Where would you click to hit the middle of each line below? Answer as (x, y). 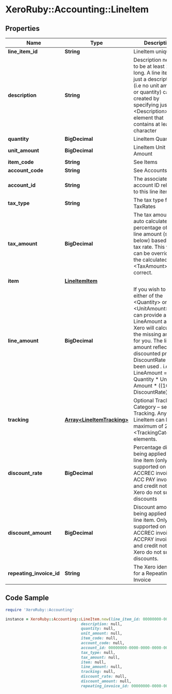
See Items (145, 162)
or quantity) (148, 92)
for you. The (148, 341)
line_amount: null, (102, 667)
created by (146, 98)
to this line (146, 191)
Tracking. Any (150, 413)
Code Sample (27, 598)
